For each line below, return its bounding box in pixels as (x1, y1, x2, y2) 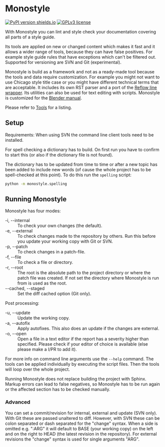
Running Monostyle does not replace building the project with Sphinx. (5, 376, 147, 382)
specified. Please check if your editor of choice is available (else (17, 341, 148, 347)
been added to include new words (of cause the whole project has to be (5, 166, 151, 172)
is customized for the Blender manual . (5, 95, 82, 101)
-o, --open (5, 331, 27, 337)
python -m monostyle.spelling (5, 181, 67, 186)
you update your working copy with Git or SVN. (17, 238, 113, 244)
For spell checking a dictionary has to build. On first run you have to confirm (5, 146, 160, 153)
